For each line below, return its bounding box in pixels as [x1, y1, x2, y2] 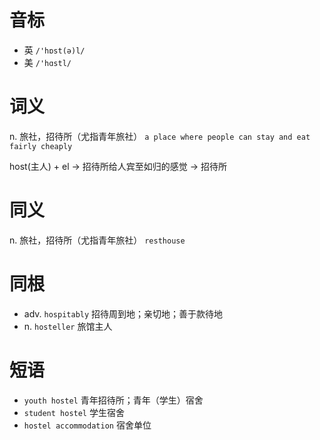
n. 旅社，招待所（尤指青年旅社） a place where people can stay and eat [9, 130, 311, 142]
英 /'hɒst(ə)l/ [23, 44, 86, 56]
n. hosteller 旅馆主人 [23, 320, 113, 332]
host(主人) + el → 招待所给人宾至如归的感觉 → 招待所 [9, 160, 228, 172]
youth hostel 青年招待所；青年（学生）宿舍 [23, 394, 204, 406]
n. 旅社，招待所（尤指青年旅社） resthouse [9, 234, 186, 246]
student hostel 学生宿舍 [23, 406, 125, 418]
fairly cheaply [9, 141, 73, 151]
